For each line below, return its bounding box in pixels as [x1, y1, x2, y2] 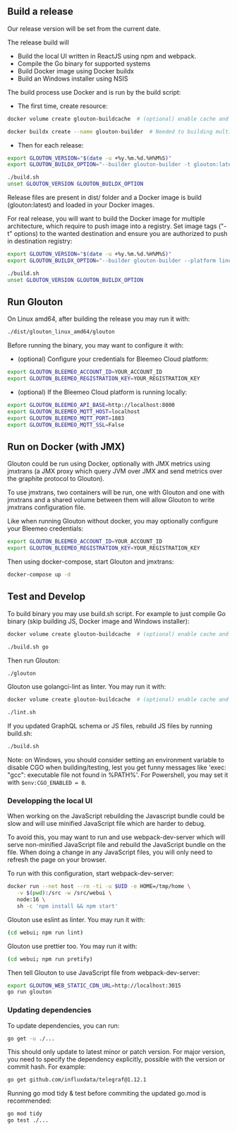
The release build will [7, 38, 69, 47]
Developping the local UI [7, 795, 93, 805]
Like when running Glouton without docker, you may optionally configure [7, 517, 219, 526]
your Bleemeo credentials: [7, 524, 83, 533]
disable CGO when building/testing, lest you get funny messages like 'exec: [7, 763, 227, 771]
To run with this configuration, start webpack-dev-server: [7, 869, 174, 878]
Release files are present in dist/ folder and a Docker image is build [7, 194, 202, 202]
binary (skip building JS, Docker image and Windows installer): [7, 617, 190, 625]
